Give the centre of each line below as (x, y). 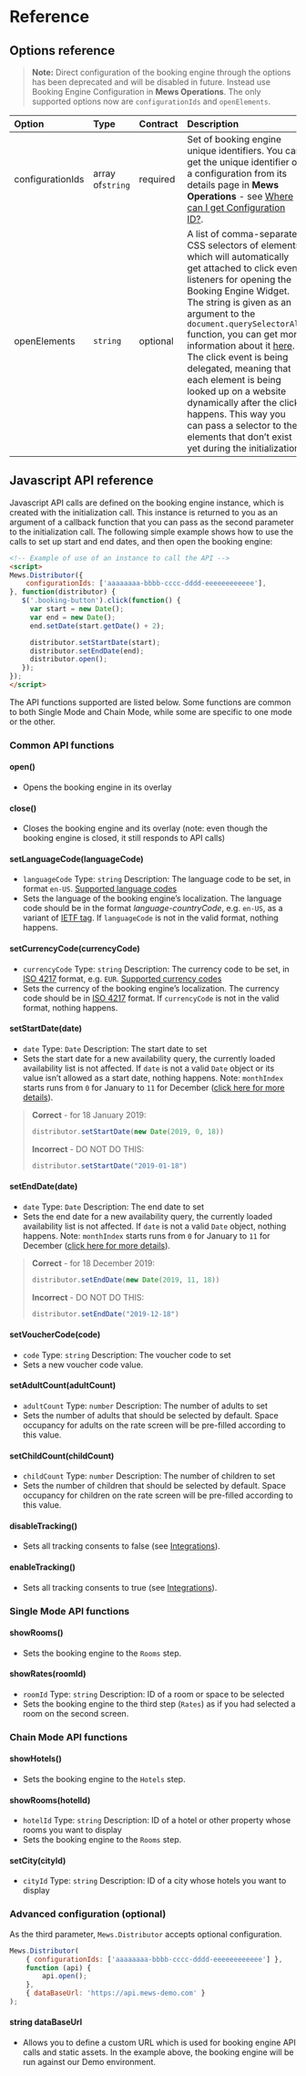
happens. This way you (236, 414)
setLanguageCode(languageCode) (76, 858)
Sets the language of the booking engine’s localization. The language (152, 898)
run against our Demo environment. (89, 2062)
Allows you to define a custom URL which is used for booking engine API (159, 2043)
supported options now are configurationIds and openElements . (151, 101)
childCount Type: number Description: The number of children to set (149, 1476)
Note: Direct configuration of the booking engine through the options (161, 72)
